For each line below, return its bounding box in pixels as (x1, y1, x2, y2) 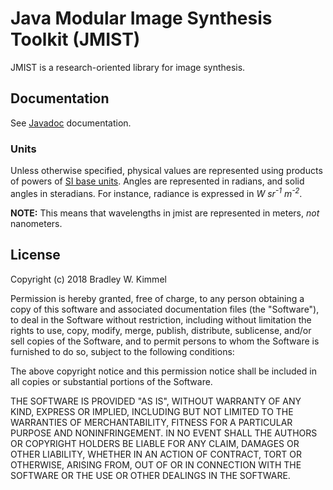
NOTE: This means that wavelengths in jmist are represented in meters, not (10, 207, 320, 219)
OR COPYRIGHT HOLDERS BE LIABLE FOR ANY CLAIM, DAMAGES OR (10, 437, 300, 449)
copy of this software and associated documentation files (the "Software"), (10, 303, 320, 315)
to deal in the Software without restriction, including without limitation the (10, 313, 312, 326)
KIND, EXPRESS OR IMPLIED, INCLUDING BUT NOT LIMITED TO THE (10, 405, 294, 417)
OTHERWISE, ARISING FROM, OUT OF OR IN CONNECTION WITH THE (10, 458, 302, 471)
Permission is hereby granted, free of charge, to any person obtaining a (10, 292, 305, 304)
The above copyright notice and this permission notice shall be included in (10, 365, 317, 377)
